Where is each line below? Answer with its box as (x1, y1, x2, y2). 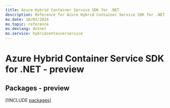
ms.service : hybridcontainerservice (5, 31, 83, 36)
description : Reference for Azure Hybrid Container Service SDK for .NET (5, 12, 165, 17)
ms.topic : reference (5, 21, 49, 27)
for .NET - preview (5, 64, 84, 75)
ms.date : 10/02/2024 (5, 17, 49, 22)
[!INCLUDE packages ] (5, 97, 51, 103)
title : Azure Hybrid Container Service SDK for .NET (5, 7, 120, 13)
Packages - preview (5, 84, 70, 92)
